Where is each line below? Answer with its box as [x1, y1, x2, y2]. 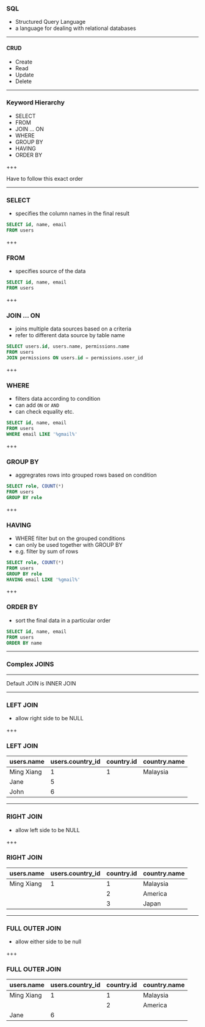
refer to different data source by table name [15, 332, 125, 339]
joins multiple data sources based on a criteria [15, 325, 132, 332]
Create [15, 58, 32, 65]
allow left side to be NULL [15, 826, 81, 833]
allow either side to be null [15, 938, 81, 945]
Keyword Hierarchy [6, 98, 65, 107]
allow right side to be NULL [15, 714, 84, 722]
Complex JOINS [6, 660, 54, 668]
